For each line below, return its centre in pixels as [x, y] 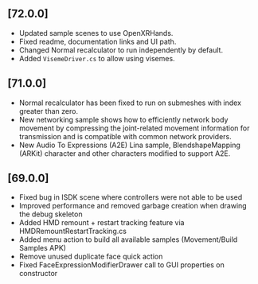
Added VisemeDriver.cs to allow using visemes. [97, 58]
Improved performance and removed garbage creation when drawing [133, 206]
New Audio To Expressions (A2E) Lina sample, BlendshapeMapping [129, 145]
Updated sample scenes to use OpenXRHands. [96, 33]
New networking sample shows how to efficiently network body [123, 119]
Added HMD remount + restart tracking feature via [102, 223]
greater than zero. [49, 111]
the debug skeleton [51, 214]
